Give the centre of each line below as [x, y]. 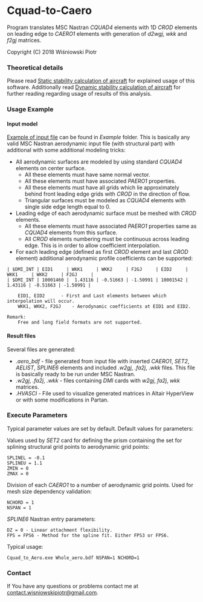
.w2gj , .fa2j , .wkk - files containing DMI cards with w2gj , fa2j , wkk [98, 380]
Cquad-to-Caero [50, 11]
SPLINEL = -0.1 [26, 458]
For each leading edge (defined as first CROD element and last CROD [102, 252]
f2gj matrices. [24, 40]
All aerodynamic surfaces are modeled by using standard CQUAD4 [99, 162]
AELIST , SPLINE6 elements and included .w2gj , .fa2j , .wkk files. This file [105, 368]
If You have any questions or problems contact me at [72, 586]
